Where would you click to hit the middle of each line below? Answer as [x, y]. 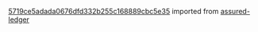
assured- [235, 11]
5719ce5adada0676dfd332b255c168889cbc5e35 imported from [114, 11]
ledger [19, 20]
